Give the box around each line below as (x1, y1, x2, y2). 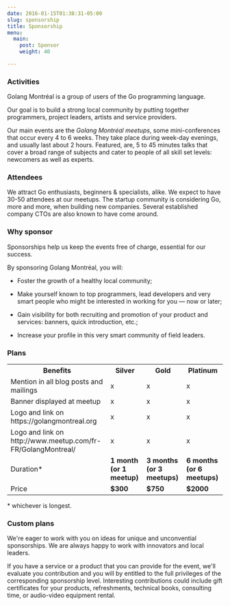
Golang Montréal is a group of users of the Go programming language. (7, 93, 206, 101)
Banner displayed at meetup (10, 397, 101, 407)
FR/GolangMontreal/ (10, 445, 76, 454)
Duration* (10, 464, 43, 474)
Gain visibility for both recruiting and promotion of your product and (16, 310, 209, 319)
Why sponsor (7, 227, 53, 237)
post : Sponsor (19, 42, 60, 49)
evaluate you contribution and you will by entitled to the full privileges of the (7, 570, 221, 578)
